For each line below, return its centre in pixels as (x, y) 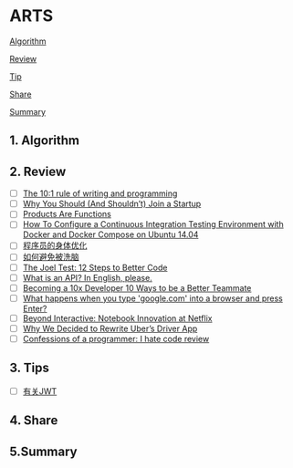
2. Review (38, 171)
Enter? (35, 308)
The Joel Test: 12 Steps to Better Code (95, 267)
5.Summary (43, 451)
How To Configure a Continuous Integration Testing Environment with (153, 224)
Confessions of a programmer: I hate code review (116, 338)
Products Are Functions (67, 214)
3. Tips (30, 368)
